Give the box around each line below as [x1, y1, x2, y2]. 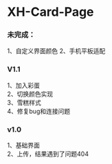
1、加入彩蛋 [7, 81, 40, 90]
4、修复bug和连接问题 [7, 107, 71, 115]
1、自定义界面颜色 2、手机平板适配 [7, 47, 106, 55]
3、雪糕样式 [7, 98, 41, 107]
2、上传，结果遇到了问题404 [7, 150, 89, 158]
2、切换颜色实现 [7, 90, 54, 98]
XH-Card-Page [7, 4, 94, 20]
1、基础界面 [7, 141, 40, 150]
